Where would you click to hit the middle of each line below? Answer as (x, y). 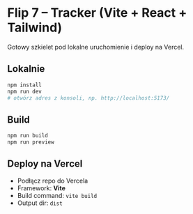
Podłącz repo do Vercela (53, 181)
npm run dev (24, 91)
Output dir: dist (40, 203)
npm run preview (31, 142)
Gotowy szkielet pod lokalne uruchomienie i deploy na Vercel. (96, 47)
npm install (24, 85)
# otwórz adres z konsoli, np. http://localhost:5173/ (88, 98)
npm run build (28, 136)
